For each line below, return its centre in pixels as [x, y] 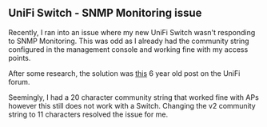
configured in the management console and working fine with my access [128, 49]
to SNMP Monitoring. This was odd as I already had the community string [129, 41]
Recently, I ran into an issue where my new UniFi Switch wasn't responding [132, 32]
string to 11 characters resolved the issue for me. [88, 114]
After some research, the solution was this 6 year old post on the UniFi [124, 73]
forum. [19, 81]
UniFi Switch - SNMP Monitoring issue [105, 13]
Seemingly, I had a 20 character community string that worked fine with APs [134, 97]
